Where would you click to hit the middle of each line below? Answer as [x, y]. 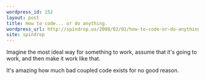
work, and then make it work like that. [53, 59]
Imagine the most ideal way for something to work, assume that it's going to [102, 52]
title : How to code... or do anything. [57, 23]
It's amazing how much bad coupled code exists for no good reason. [93, 70]
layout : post [23, 18]
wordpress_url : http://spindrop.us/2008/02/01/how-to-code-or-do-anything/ [105, 29]
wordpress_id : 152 [30, 12]
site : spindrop [26, 35]
